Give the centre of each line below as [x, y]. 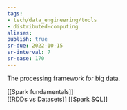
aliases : [20, 33]
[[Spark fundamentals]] [40, 91]
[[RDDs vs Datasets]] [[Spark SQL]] [58, 99]
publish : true [28, 39]
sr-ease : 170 [26, 59]
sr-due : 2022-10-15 [35, 46]
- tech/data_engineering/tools [52, 20]
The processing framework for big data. [64, 78]
